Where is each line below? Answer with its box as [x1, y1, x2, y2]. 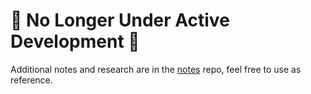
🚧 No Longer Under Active [10, 9, 230, 32]
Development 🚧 [10, 30, 140, 53]
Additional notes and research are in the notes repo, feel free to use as [10, 63, 302, 75]
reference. [10, 74, 53, 86]
